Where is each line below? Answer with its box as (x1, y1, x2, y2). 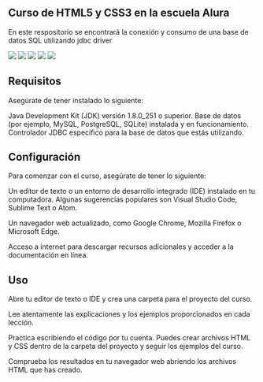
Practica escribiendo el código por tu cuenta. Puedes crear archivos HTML (8, 333, 251, 343)
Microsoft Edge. (8, 227, 61, 236)
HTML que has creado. (8, 365, 83, 375)
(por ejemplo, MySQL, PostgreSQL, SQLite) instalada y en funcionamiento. (8, 119, 250, 128)
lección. (8, 318, 34, 328)
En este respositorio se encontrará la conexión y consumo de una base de (8, 27, 250, 36)
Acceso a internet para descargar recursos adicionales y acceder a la (8, 242, 234, 251)
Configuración (8, 150, 81, 164)
